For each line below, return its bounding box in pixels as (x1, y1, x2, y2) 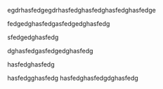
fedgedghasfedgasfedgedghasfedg (7, 20, 110, 27)
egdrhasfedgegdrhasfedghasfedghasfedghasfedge (7, 6, 156, 14)
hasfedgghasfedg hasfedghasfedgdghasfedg (7, 74, 138, 82)
